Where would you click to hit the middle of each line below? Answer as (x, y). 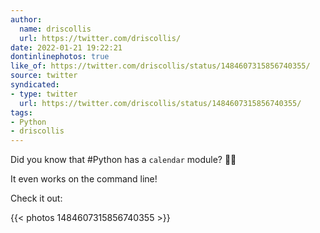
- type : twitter (44, 94)
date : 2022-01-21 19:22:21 (66, 47)
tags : (21, 112)
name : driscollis (55, 29)
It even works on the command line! (84, 179)
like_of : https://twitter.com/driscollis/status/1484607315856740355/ (160, 66)
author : (26, 19)
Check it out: (36, 198)
